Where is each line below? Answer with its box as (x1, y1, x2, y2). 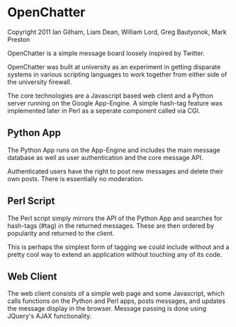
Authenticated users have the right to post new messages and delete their (7, 167, 224, 176)
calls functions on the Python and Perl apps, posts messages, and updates (7, 297, 225, 305)
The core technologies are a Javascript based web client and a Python (7, 91, 214, 100)
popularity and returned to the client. (7, 229, 115, 237)
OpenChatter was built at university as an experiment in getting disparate (7, 62, 221, 71)
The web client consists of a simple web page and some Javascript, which (7, 289, 225, 298)
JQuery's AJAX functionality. (7, 312, 92, 321)
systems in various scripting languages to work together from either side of (7, 70, 227, 79)
